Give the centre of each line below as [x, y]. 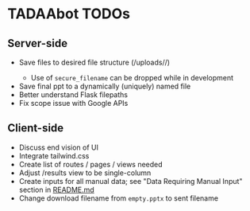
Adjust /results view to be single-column [85, 173]
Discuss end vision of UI [58, 147]
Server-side [38, 43]
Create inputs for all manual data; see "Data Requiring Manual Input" [131, 181]
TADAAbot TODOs [69, 14]
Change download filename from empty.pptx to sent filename [119, 198]
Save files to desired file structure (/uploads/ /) [94, 62]
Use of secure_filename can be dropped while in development [132, 78]
